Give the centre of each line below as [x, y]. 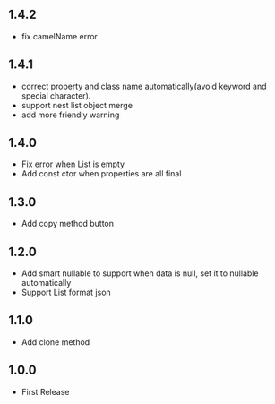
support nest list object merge [77, 105]
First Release [45, 391]
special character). [56, 95]
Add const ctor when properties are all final [101, 174]
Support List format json [66, 292]
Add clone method [56, 342]
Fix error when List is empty [73, 164]
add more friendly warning [70, 115]
